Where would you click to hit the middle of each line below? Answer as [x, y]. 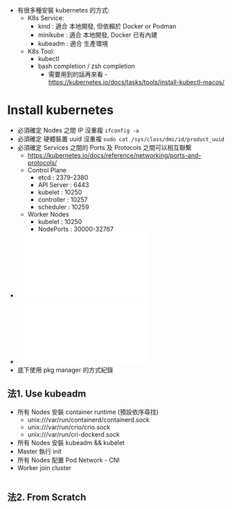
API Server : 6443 [63, 184]
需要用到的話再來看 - [78, 74]
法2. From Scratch [47, 498]
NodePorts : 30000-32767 [76, 229]
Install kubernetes [61, 110]
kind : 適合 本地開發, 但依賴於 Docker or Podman [107, 26]
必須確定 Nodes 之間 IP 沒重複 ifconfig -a [78, 130]
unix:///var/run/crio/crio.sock [69, 427]
